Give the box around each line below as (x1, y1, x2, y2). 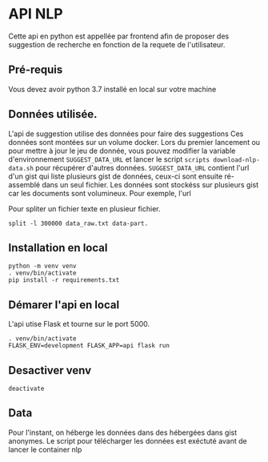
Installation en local (8, 241, 108, 255)
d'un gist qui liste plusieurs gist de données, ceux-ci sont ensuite (8, 171, 223, 181)
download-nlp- (213, 155, 260, 164)
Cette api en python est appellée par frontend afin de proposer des (8, 31, 230, 41)
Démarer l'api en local (8, 298, 120, 311)
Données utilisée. (8, 107, 98, 121)
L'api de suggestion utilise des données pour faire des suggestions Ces (8, 129, 244, 139)
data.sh (8, 164, 34, 172)
